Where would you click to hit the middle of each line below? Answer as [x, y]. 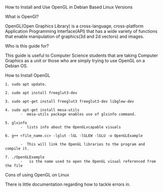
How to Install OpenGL [28, 75]
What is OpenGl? [22, 16]
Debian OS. [17, 66]
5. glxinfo [16, 123]
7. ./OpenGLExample [25, 157]
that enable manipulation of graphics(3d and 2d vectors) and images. [75, 36]
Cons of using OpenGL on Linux [37, 175]
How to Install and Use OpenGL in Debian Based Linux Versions [69, 7]
